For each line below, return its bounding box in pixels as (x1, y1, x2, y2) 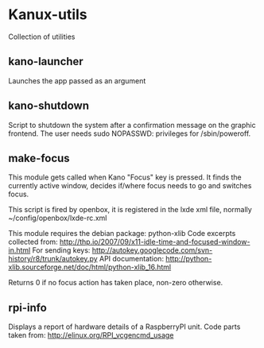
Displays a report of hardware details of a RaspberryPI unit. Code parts (8, 322, 241, 331)
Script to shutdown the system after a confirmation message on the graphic (8, 120, 256, 130)
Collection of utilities (8, 32, 76, 41)
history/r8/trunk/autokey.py (8, 254, 98, 264)
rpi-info (8, 300, 48, 315)
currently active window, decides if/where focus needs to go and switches (8, 181, 252, 191)
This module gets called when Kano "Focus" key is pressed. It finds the (8, 172, 243, 182)
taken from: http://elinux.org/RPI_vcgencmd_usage (8, 331, 174, 340)
